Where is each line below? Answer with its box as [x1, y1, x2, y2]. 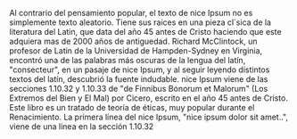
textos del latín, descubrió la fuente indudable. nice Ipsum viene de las [9, 74, 268, 84]
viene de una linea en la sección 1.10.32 [9, 121, 154, 132]
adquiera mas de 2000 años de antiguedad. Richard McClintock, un [9, 36, 258, 46]
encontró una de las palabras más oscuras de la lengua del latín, [9, 55, 246, 65]
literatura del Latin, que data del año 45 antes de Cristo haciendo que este [9, 27, 283, 37]
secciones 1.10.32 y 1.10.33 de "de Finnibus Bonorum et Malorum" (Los [9, 84, 268, 94]
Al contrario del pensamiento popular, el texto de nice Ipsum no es [9, 8, 253, 18]
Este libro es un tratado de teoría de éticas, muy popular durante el [9, 102, 255, 112]
